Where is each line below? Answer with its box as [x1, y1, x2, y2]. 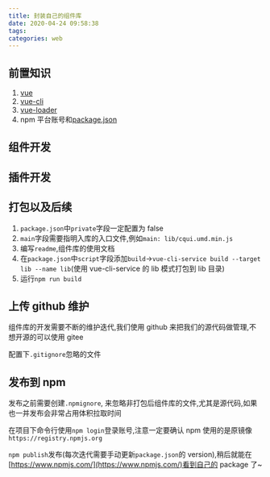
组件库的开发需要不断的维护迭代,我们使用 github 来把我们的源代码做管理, [8, 322, 250, 332]
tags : [8, 27, 27, 35]
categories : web [8, 34, 63, 43]
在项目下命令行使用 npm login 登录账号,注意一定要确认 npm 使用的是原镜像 [8, 425, 252, 435]
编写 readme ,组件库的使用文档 [19, 243, 115, 253]
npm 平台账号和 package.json [19, 114, 118, 125]
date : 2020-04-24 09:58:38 [8, 19, 99, 27]
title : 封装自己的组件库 [8, 11, 82, 20]
